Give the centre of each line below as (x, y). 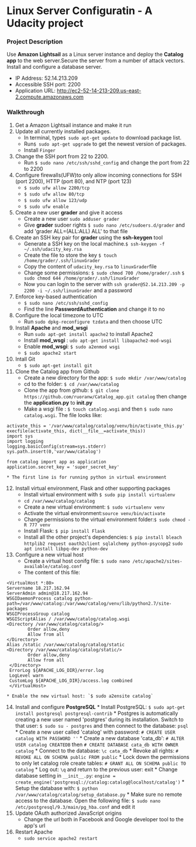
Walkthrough (25, 112)
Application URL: (35, 91)
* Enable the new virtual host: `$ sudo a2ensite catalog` (80, 696)
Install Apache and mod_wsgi (51, 328)
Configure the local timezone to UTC (59, 315)
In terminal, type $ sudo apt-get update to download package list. (103, 137)
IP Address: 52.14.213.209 (46, 78)
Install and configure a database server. (54, 67)
